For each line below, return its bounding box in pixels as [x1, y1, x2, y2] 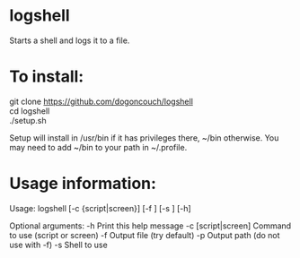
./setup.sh [9, 115, 47, 125]
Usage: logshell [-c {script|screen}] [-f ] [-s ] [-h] [9, 202, 191, 213]
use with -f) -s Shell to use [9, 239, 108, 250]
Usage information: [9, 174, 157, 193]
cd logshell [9, 105, 50, 116]
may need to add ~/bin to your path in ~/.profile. [9, 142, 188, 152]
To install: [9, 66, 84, 87]
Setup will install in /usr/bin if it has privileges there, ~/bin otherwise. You [9, 132, 279, 143]
